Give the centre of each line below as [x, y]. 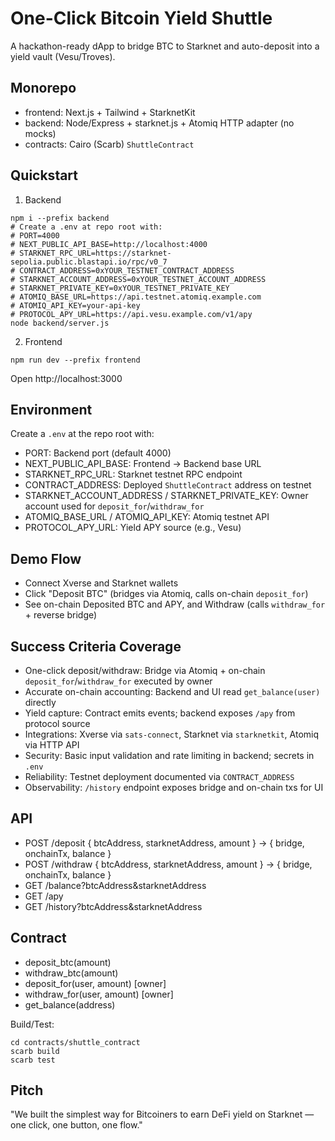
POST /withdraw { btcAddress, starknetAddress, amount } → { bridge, [168, 864]
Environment [51, 409]
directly [40, 702]
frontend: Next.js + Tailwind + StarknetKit [110, 112]
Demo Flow [46, 558]
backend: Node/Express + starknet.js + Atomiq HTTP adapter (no [159, 123]
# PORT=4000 [35, 235]
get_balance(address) [70, 1004]
